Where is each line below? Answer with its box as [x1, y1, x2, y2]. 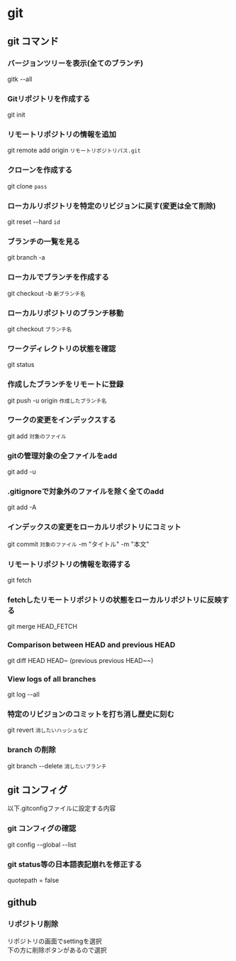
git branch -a [7, 253, 45, 262]
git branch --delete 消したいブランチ [7, 761, 107, 770]
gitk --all [7, 75, 33, 83]
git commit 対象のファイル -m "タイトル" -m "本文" [7, 539, 150, 548]
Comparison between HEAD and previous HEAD [7, 640, 176, 650]
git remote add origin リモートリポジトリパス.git [7, 146, 141, 154]
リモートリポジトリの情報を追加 [7, 129, 117, 139]
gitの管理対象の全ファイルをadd [7, 450, 118, 460]
